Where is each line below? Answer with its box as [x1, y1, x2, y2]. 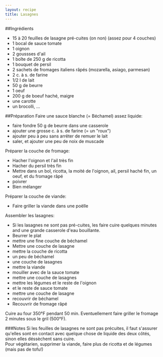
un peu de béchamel [12, 253, 54, 260]
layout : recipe [5, 7, 36, 12]
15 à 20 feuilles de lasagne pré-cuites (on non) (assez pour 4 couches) [12, 35, 156, 41]
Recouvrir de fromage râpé [12, 301, 67, 307]
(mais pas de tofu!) [5, 346, 43, 352]
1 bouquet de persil [12, 61, 52, 67]
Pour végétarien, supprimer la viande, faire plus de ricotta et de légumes [5, 341, 152, 347]
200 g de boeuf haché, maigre [12, 92, 74, 99]
